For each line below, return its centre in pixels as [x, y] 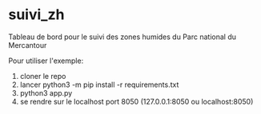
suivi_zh [36, 15]
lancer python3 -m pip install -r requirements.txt [99, 85]
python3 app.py [46, 92]
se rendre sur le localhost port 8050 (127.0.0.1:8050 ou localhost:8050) [137, 101]
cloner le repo [43, 76]
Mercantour [28, 45]
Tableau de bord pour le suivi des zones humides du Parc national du [122, 37]
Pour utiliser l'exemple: [46, 61]
